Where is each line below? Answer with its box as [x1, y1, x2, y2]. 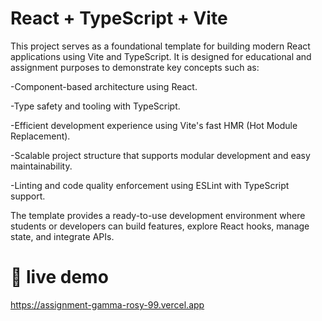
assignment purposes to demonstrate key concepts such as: [10, 61, 260, 73]
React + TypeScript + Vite [10, 7, 228, 30]
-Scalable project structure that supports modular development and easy [10, 149, 311, 161]
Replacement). [10, 130, 71, 142]
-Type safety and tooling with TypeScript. [10, 100, 181, 112]
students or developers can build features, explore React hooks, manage [10, 220, 310, 232]
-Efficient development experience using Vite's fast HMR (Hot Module [10, 119, 298, 131]
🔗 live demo [10, 266, 109, 289]
